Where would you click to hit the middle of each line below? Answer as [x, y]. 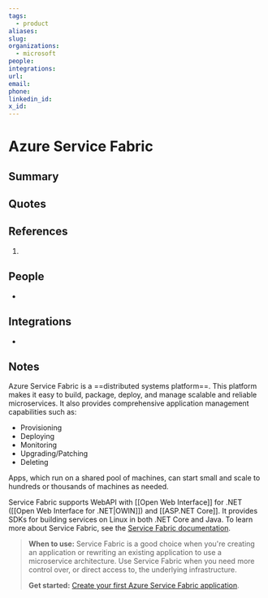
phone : [19, 91]
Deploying [37, 437]
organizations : [34, 46]
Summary [34, 176]
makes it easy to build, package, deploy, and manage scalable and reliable [133, 395]
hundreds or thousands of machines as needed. [89, 487]
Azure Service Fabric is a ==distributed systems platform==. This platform [133, 386]
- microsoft [36, 54]
